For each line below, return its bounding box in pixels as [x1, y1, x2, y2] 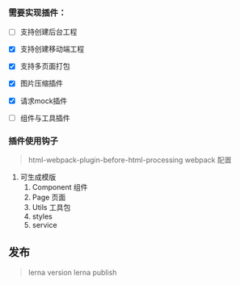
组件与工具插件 [19, 113, 70, 123]
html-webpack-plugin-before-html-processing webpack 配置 [27, 155, 232, 165]
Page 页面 [32, 192, 66, 202]
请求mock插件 [19, 95, 68, 106]
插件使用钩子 [8, 135, 59, 146]
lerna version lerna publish [27, 267, 117, 277]
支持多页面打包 [19, 61, 70, 71]
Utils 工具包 [32, 202, 71, 212]
